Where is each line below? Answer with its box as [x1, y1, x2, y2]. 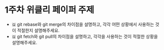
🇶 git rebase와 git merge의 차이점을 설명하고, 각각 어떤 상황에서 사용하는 [11, 21, 154, 27]
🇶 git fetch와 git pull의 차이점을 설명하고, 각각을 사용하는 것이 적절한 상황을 [11, 33, 158, 39]
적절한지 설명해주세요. [17, 27, 60, 33]
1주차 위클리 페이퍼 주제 [4, 4, 94, 16]
